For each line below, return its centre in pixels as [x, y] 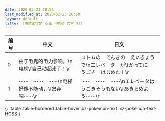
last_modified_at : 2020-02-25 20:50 [42, 14]
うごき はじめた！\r [105, 73]
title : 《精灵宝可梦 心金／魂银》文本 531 [44, 23]
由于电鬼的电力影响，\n [45, 61]
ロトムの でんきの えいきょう [118, 58]
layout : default [22, 19]
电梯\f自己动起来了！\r [44, 69]
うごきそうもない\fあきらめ [112, 89]
